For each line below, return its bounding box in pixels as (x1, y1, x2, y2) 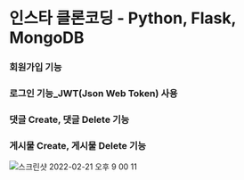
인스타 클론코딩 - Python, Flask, (9, 8, 236, 29)
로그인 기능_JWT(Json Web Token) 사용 (9, 87, 178, 100)
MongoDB (9, 28, 85, 48)
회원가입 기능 (9, 61, 62, 74)
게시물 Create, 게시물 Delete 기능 (9, 139, 147, 151)
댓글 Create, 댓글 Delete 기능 (9, 113, 130, 126)
